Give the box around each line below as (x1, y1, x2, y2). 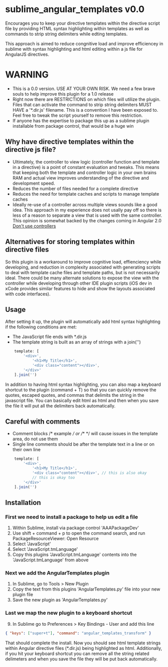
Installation (5, 498, 41, 507)
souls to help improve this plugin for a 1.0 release (12, 91, 114, 97)
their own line (12, 447, 41, 453)
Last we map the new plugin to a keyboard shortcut (5, 610, 132, 617)
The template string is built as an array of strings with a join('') (12, 339, 141, 345)
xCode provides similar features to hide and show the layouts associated (5, 285, 155, 291)
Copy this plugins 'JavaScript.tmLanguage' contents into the (12, 552, 137, 558)
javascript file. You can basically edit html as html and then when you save (5, 397, 159, 403)
